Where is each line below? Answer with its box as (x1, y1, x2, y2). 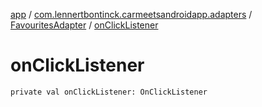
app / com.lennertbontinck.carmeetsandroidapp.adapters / (10, 9, 253, 20)
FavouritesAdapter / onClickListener (10, 19, 159, 31)
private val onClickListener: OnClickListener (10, 87, 208, 97)
